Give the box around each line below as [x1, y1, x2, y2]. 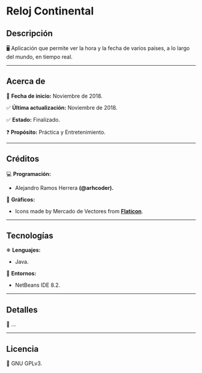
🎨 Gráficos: [6, 196, 35, 203]
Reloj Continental [6, 4, 94, 18]
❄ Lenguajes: [6, 246, 41, 254]
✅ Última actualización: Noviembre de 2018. [6, 104, 118, 111]
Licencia [6, 343, 39, 354]
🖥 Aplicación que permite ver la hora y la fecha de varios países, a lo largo [6, 45, 190, 52]
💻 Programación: [6, 170, 51, 177]
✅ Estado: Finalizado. [6, 116, 60, 123]
